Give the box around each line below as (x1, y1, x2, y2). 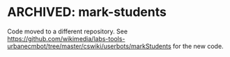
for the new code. (173, 42, 224, 50)
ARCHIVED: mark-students (7, 4, 167, 20)
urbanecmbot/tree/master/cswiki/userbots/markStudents (7, 42, 172, 50)
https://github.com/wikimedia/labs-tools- (7, 34, 125, 42)
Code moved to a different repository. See (7, 27, 128, 35)
